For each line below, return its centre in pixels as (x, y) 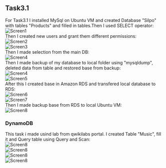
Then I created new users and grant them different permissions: (71, 36)
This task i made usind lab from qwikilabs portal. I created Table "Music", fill (83, 134)
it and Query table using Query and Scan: (48, 140)
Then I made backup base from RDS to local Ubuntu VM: (63, 105)
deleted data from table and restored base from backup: (63, 68)
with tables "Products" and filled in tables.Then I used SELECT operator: (79, 25)
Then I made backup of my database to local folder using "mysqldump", (79, 62)
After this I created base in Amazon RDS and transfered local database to (80, 84)
